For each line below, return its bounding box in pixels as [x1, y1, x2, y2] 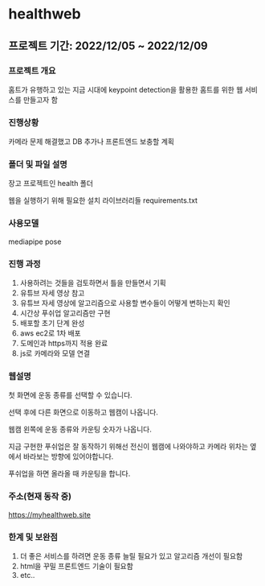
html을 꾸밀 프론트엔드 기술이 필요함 [19, 561, 134, 571]
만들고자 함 [22, 94, 59, 105]
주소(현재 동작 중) [8, 491, 72, 502]
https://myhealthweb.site [8, 510, 91, 519]
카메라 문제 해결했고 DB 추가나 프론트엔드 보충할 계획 [8, 137, 175, 146]
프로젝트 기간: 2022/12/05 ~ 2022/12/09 [8, 39, 208, 52]
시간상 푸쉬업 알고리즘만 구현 [19, 308, 111, 318]
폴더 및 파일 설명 [8, 159, 67, 170]
